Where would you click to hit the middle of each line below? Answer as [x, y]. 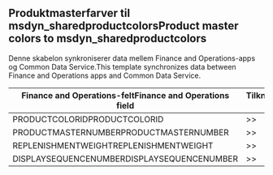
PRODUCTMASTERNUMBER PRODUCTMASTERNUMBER [121, 132]
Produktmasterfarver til [69, 13]
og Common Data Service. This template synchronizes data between [123, 66]
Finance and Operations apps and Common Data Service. [105, 75]
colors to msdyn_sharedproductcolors [108, 38]
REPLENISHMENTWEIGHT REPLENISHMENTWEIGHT [113, 145]
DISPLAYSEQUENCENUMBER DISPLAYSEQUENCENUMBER [125, 159]
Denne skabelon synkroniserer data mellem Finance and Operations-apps [132, 58]
